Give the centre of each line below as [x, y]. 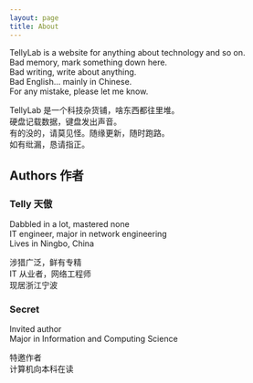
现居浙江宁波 [33, 285]
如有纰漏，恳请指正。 [49, 144]
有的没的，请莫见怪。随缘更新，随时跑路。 [90, 132]
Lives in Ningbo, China [52, 243]
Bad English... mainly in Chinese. [71, 81]
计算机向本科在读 [42, 369]
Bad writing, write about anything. [73, 72]
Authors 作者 [47, 176]
